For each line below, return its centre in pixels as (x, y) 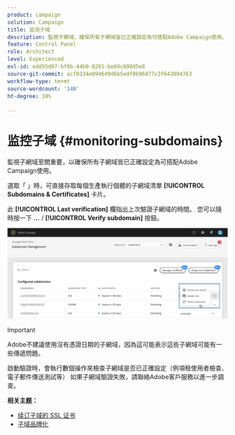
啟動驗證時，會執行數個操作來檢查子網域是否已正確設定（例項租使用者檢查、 (117, 368)
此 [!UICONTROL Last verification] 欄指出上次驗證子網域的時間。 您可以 (112, 209)
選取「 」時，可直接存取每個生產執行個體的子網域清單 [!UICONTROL (106, 186)
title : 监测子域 (29, 29)
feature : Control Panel (42, 44)
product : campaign (34, 15)
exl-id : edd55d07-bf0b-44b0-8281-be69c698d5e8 (76, 67)
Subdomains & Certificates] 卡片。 (58, 194)
